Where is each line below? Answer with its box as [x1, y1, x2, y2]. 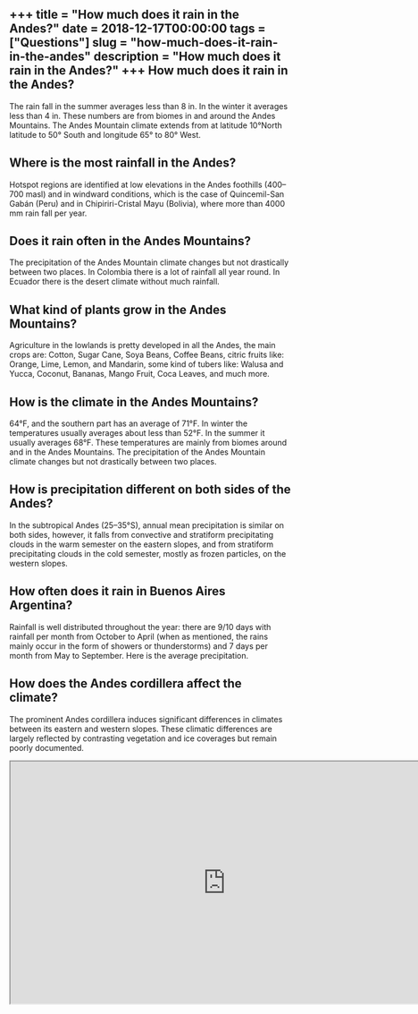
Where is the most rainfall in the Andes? [9, 156, 237, 171]
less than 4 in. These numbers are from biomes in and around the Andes [9, 110, 276, 121]
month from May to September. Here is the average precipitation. [9, 650, 249, 660]
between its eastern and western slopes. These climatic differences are [9, 723, 272, 734]
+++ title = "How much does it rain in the [9, 7, 239, 22]
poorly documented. [9, 742, 85, 753]
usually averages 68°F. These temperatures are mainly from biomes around [9, 438, 288, 448]
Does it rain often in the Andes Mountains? [9, 234, 252, 249]
